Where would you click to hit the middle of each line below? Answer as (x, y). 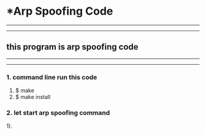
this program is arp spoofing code (73, 47)
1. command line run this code (52, 77)
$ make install (33, 97)
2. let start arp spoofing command (58, 112)
